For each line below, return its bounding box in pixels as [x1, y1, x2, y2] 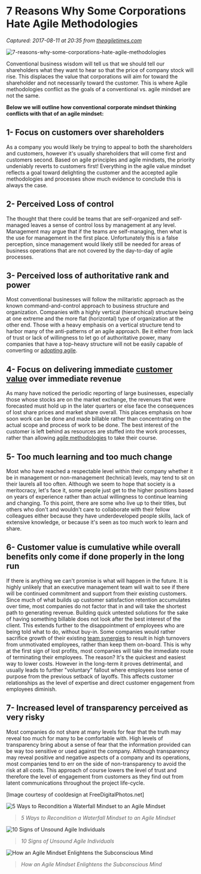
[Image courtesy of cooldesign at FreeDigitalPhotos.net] [6, 791, 145, 798]
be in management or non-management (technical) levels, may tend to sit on [6, 474, 195, 481]
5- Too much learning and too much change [6, 451, 172, 462]
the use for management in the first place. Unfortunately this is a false [6, 234, 178, 241]
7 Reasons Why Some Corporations [6, 4, 187, 18]
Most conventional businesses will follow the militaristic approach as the [6, 296, 184, 303]
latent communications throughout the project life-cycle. [6, 779, 145, 786]
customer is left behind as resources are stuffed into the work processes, [6, 428, 187, 435]
